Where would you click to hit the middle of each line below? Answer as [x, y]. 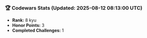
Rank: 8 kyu [24, 20]
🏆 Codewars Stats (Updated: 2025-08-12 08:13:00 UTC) [74, 8]
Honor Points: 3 [28, 25]
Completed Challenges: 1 [38, 30]
